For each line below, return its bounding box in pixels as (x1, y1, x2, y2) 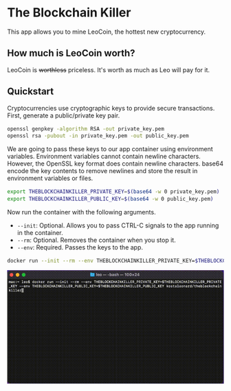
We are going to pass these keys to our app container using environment (7, 145, 213, 153)
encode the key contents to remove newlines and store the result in (7, 167, 198, 175)
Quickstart (7, 86, 54, 98)
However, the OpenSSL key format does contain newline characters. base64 (7, 159, 223, 168)
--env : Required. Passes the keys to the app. (16, 243, 143, 252)
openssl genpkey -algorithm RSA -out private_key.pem (7, 125, 165, 132)
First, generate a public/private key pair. (7, 111, 120, 120)
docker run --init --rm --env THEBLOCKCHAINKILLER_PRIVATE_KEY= (7, 258, 195, 265)
